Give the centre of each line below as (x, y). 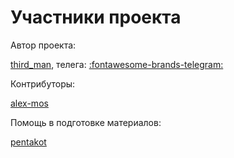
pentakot (28, 142)
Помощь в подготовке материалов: (86, 122)
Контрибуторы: (43, 83)
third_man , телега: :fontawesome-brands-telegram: (117, 64)
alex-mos (29, 103)
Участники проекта (96, 17)
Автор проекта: (43, 45)
